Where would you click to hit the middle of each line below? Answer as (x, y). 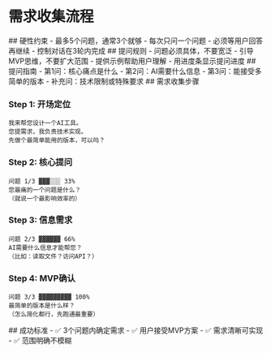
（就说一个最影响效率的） (45, 198)
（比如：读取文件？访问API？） (54, 256)
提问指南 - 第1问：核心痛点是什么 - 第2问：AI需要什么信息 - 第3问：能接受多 (135, 71)
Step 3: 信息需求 (41, 220)
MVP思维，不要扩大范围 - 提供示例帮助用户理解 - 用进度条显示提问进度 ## (132, 61)
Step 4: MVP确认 (42, 278)
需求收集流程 (52, 17)
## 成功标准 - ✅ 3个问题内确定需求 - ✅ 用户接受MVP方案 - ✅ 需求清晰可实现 (136, 330)
